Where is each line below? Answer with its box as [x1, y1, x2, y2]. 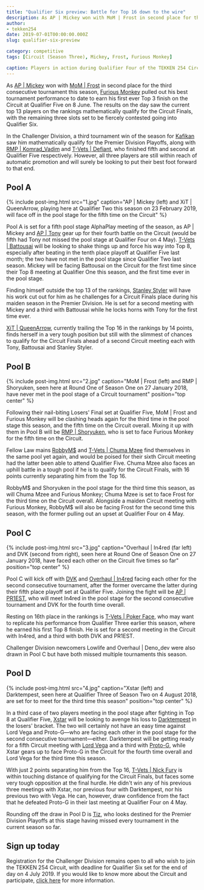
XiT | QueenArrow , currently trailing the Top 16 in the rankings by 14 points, [6, 324, 194, 332]
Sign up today [6, 841, 60, 852]
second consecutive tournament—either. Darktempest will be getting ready [6, 735, 194, 742]
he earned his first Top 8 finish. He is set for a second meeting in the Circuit [6, 626, 196, 634]
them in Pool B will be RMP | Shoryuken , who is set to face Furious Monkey [6, 428, 194, 436]
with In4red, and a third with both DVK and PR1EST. [6, 632, 135, 640]
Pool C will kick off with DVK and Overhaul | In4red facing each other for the [6, 575, 197, 582]
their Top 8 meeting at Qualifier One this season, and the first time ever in [6, 269, 190, 276]
